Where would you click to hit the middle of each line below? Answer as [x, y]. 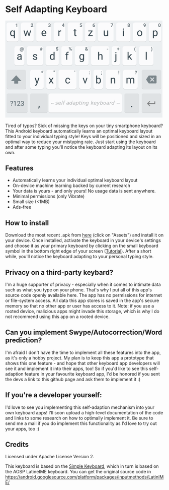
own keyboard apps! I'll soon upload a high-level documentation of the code [84, 412]
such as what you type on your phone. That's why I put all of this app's [79, 290]
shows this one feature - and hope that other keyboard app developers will [82, 363]
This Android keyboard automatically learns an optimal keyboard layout [79, 131]
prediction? [24, 341]
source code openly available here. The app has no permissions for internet [84, 295]
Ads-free [22, 207]
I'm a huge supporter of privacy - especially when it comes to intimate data [83, 284]
